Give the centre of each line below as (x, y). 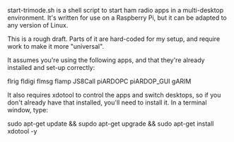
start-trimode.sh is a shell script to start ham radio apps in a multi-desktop (116, 10)
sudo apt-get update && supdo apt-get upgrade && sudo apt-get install (111, 124)
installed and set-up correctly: (51, 67)
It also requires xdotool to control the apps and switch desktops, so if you (114, 95)
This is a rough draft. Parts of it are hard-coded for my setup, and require (114, 39)
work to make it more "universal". (56, 46)
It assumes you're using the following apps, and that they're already (106, 60)
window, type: (28, 110)
